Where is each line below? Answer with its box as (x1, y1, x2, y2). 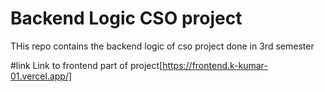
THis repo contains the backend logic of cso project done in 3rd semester (10, 40, 315, 52)
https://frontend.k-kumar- (162, 59, 268, 71)
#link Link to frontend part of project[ (10, 59, 163, 71)
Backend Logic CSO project (10, 7, 243, 30)
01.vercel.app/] (10, 70, 73, 82)
